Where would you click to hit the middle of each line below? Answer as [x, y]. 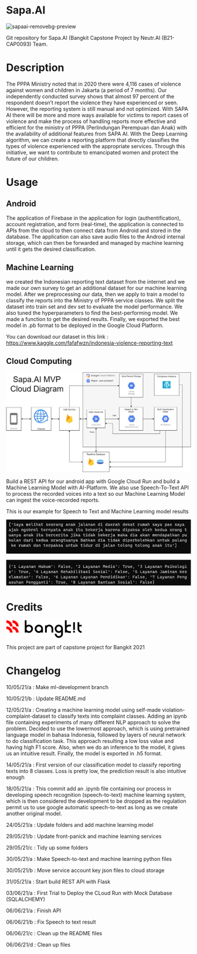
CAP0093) [19, 44]
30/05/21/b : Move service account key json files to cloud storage [85, 870]
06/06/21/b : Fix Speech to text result [51, 922]
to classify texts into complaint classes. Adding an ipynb [119, 716]
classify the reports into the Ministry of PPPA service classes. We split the [95, 300]
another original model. [34, 813]
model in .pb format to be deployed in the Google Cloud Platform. [85, 325]
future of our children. [33, 158]
